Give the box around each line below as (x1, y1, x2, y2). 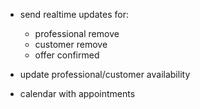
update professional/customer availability (19, 69, 191, 80)
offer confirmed (34, 49, 100, 61)
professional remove (34, 28, 120, 39)
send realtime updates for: (19, 9, 129, 20)
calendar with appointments (19, 88, 136, 99)
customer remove (34, 39, 108, 50)
